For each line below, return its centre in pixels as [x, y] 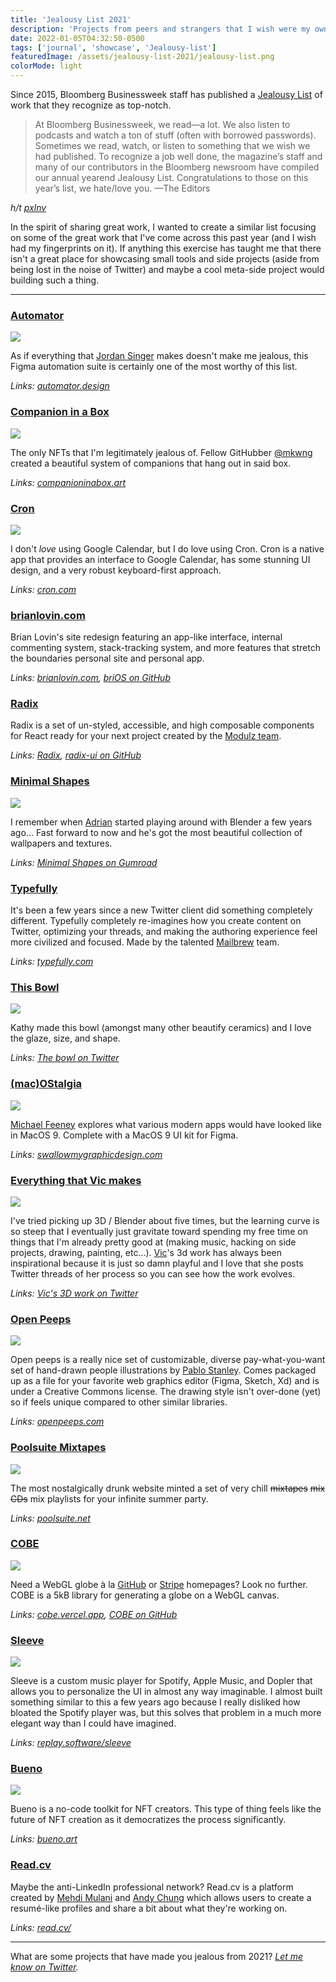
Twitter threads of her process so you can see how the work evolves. [153, 1273]
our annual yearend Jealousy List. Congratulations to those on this [171, 177]
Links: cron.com [43, 589]
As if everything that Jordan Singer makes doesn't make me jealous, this [159, 356]
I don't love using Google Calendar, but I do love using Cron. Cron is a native [167, 548]
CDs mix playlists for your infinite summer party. [109, 1498]
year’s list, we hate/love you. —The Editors [122, 188]
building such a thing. [55, 280]
